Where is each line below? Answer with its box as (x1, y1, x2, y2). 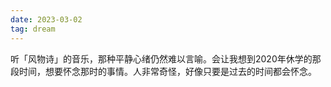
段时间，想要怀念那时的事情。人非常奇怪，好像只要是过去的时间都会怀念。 (10, 65, 317, 77)
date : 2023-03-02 (10, 14, 83, 25)
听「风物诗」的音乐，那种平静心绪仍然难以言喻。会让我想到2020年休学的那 (10, 52, 322, 65)
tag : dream (10, 24, 56, 34)
